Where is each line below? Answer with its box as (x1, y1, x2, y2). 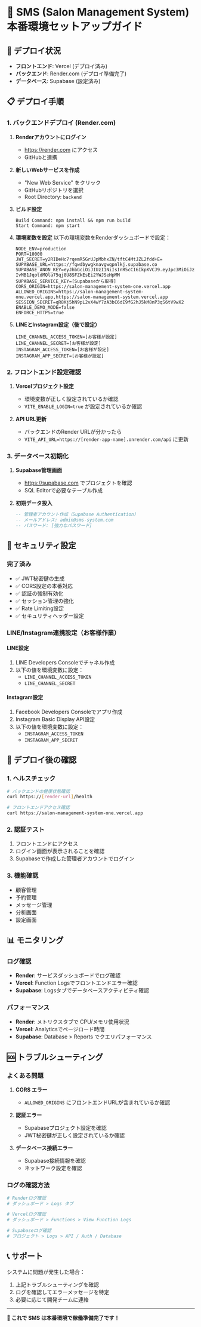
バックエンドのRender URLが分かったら (24, 428, 122, 435)
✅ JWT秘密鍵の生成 (15, 575, 65, 582)
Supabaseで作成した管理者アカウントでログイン (15, 855, 135, 862)
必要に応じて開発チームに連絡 (15, 1296, 89, 1303)
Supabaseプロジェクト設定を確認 (24, 1124, 107, 1132)
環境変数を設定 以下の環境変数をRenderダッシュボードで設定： (15, 234, 171, 241)
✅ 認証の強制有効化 (15, 590, 64, 597)
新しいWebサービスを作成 (15, 166, 80, 173)
